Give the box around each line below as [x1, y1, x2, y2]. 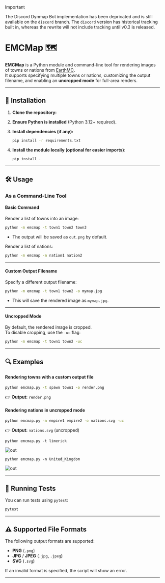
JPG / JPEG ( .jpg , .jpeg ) [12, 553, 63, 558]
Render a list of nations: [5, 243, 53, 249]
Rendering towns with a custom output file [5, 374, 94, 380]
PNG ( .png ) [12, 548, 35, 554]
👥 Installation [5, 96, 46, 105]
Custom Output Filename [5, 268, 57, 274]
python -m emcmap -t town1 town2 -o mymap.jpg [5, 289, 102, 293]
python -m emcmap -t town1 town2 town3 [5, 225, 87, 230]
